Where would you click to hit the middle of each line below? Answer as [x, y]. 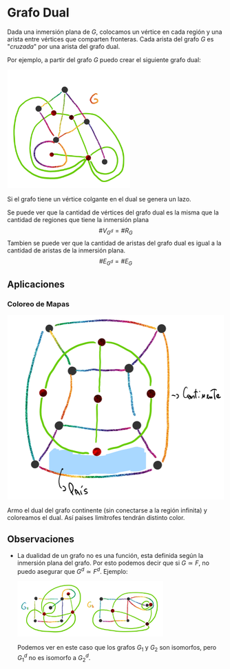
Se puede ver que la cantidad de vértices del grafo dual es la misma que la [113, 212]
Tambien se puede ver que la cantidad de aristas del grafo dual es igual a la [114, 243]
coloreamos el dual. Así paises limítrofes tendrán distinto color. [96, 517]
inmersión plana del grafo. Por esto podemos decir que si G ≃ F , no [113, 563]
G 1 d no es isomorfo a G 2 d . [54, 658]
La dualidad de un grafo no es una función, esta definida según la [110, 556]
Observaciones [41, 539]
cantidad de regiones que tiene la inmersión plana [78, 220]
